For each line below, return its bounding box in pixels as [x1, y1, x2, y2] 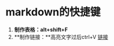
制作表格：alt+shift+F [14, 26, 69, 33]
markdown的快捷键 [5, 5, 101, 19]
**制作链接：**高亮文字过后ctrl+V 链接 [14, 33, 109, 40]
